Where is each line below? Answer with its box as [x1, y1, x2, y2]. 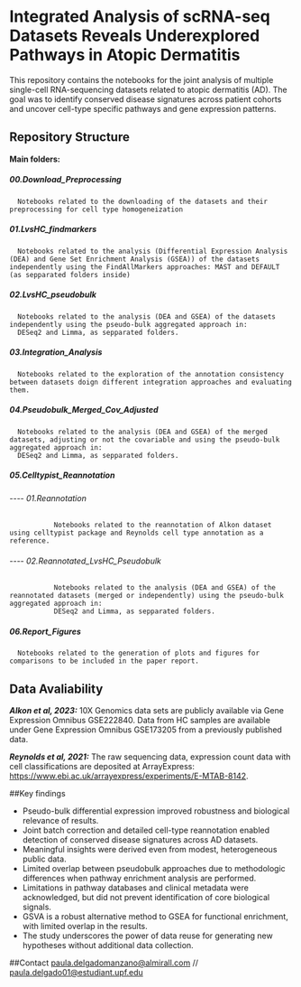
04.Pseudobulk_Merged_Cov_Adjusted [9, 405, 160, 415]
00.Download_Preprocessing [9, 174, 122, 185]
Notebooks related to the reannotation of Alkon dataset [53, 521, 272, 530]
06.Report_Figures [9, 626, 81, 637]
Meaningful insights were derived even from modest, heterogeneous [22, 844, 278, 855]
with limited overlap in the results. [22, 921, 149, 932]
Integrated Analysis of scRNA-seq [9, 6, 270, 27]
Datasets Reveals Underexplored [9, 25, 260, 46]
